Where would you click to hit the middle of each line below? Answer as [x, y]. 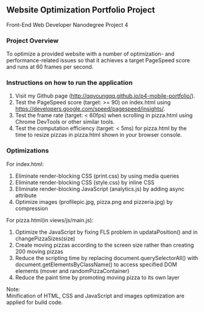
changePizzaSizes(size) [45, 238]
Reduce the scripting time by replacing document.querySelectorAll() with [107, 258]
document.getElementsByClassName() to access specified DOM [96, 264]
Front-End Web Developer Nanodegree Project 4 [67, 24]
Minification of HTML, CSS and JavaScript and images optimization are [95, 296]
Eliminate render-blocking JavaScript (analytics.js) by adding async [100, 189]
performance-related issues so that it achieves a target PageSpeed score [98, 60]
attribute [26, 195]
